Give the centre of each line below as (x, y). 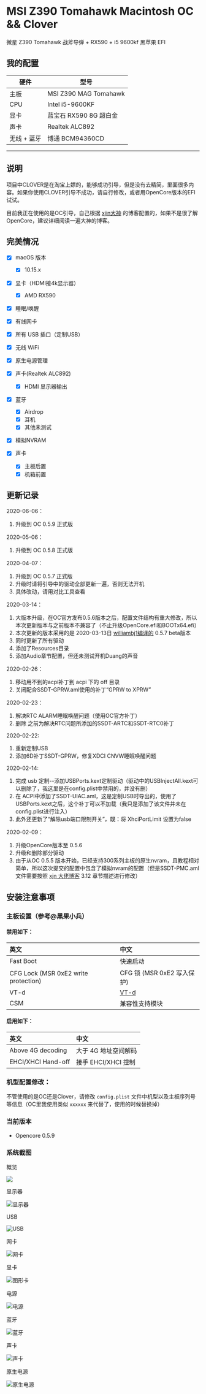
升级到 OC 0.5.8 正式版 (44, 550)
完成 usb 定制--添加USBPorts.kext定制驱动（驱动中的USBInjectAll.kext (104, 781)
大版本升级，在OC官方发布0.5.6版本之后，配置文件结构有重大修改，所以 (106, 618)
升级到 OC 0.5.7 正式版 (44, 576)
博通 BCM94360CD (76, 138)
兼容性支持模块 (142, 1004)
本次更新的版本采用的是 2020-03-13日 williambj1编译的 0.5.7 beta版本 (103, 633)
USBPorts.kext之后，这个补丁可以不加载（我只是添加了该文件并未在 (101, 804)
